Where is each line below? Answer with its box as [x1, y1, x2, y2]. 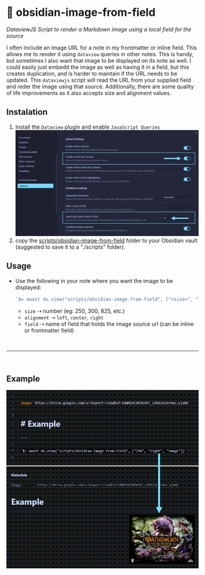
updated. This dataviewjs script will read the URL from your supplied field [6, 76, 192, 84]
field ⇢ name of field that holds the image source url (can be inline [24, 320, 194, 327]
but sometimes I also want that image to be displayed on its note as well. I [6, 57, 192, 64]
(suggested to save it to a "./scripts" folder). [15, 243, 126, 251]
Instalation [6, 107, 48, 118]
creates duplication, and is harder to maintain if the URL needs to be [6, 70, 178, 77]
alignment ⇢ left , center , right [24, 313, 104, 321]
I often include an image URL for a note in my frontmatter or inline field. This [6, 44, 197, 51]
